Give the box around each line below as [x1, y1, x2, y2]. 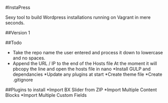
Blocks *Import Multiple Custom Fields [5, 92, 87, 98]
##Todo [5, 39, 22, 46]
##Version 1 [5, 30, 31, 35]
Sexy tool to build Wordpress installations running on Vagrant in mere [5, 14, 151, 20]
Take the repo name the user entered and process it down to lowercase [12, 50, 163, 55]
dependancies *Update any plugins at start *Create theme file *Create [12, 71, 162, 77]
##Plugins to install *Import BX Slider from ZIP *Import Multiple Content [5, 87, 157, 93]
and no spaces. [12, 55, 45, 61]
